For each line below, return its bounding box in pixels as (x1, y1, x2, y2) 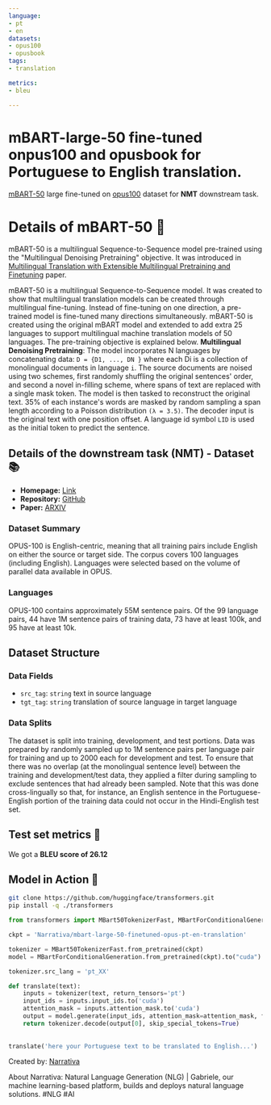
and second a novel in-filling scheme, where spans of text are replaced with (8, 380, 261, 390)
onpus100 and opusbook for (8, 145, 202, 164)
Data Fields (8, 670, 54, 682)
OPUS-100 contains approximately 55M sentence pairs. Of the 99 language (8, 605, 259, 615)
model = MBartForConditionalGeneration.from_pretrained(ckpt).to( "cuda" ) (8, 952, 262, 961)
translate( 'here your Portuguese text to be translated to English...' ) (8, 1042, 258, 1050)
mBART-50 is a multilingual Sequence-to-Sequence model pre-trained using (8, 244, 263, 254)
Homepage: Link (19, 485, 77, 495)
